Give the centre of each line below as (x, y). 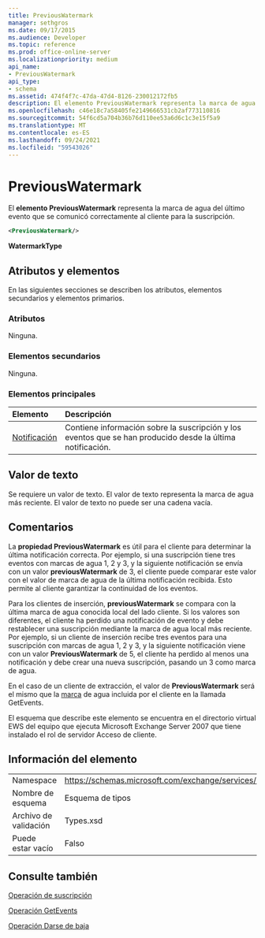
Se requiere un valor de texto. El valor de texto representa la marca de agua (131, 494)
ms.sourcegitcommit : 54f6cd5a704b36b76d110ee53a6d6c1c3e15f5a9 (114, 118)
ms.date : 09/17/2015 (42, 30)
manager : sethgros (38, 23)
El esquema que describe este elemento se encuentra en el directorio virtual (132, 717)
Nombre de (33, 793)
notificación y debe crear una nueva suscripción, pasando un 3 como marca (132, 662)
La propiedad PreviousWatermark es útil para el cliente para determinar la (130, 546)
